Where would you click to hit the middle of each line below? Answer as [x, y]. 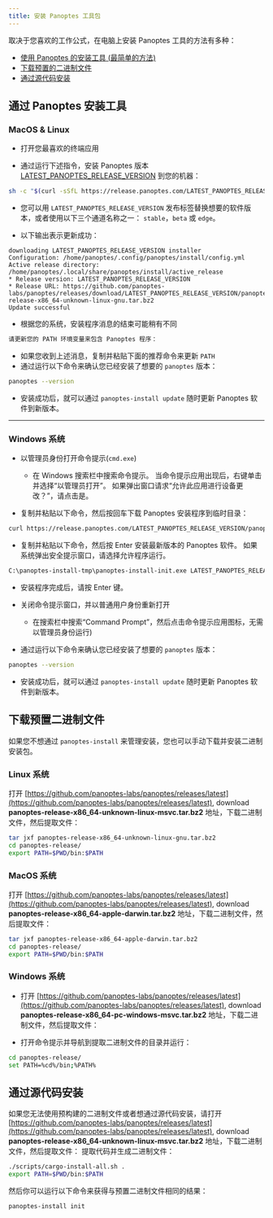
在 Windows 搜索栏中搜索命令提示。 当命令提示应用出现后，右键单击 [147, 475]
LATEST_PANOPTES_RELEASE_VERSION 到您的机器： [110, 176]
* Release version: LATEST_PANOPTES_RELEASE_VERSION [100, 279]
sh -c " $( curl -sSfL [43, 191]
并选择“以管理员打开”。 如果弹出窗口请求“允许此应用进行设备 [134, 486]
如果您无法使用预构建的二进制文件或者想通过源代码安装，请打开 [115, 1114]
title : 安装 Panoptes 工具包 [55, 16]
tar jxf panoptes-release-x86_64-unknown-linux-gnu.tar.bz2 [113, 838]
